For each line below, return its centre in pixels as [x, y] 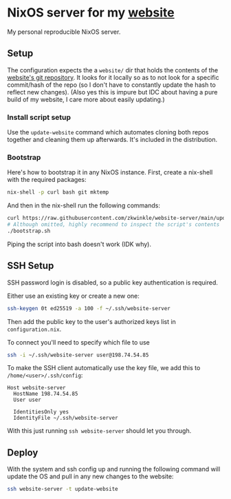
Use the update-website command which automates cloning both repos [108, 132]
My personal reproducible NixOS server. [64, 32]
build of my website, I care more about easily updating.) [86, 99]
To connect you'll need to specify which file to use [78, 342]
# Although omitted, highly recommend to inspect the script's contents [113, 225]
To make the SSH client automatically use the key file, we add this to [104, 368]
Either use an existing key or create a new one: [73, 296]
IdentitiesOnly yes [41, 412]
